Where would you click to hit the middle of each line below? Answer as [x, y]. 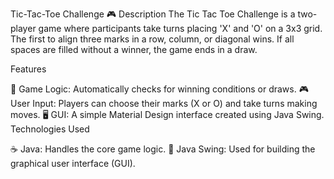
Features [28, 69]
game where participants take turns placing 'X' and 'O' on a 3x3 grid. [180, 28]
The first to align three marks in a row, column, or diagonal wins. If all [152, 39]
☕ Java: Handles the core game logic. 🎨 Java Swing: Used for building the [163, 149]
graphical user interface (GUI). [73, 163]
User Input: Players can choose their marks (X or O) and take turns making [164, 103]
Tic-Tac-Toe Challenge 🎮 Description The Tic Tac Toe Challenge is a [153, 14]
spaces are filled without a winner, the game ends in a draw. [134, 49]
